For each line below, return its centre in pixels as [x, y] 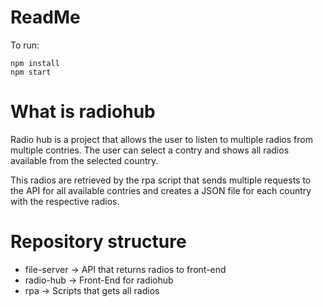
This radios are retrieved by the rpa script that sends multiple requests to [161, 180]
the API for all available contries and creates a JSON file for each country [161, 190]
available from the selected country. [84, 160]
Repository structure [98, 242]
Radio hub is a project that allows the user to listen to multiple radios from [161, 139]
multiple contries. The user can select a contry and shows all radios [150, 150]
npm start [31, 72]
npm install [35, 63]
